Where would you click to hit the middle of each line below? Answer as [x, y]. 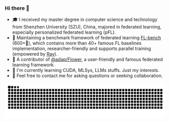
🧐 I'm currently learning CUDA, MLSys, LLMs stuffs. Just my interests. [86, 70]
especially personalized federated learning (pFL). [64, 32]
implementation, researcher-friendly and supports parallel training [81, 48]
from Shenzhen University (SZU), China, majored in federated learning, [87, 27]
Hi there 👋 [17, 8]
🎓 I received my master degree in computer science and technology [85, 19]
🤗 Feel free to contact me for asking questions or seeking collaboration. [87, 76]
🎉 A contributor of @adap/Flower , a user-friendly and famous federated [87, 59]
